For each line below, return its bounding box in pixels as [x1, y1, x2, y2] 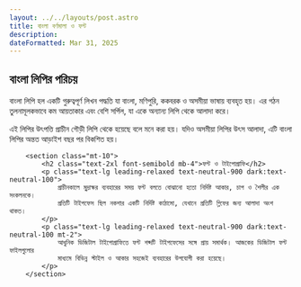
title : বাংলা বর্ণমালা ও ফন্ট [9, 22, 87, 31]
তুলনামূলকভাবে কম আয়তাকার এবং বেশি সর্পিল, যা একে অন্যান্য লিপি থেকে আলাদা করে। [9, 105, 231, 117]
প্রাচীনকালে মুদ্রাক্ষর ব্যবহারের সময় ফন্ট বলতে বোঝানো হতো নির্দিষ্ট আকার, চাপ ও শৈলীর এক [57, 184, 280, 193]
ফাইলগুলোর [9, 247, 34, 256]
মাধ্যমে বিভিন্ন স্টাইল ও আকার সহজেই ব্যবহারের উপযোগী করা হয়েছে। [57, 254, 226, 264]
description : [9, 30, 58, 39]
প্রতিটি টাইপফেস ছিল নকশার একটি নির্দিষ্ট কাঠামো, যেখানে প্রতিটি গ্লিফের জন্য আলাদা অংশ [57, 199, 274, 208]
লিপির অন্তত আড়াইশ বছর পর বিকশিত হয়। [9, 134, 120, 145]
